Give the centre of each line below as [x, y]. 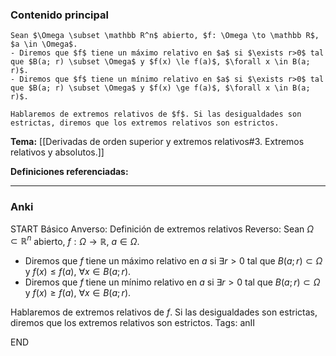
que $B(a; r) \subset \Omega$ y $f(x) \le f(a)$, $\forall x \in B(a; [160, 62]
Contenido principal [59, 15]
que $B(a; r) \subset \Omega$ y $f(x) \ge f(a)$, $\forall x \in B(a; [160, 88]
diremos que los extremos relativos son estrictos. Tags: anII [133, 323]
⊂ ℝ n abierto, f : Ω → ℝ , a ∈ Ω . [75, 240]
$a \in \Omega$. [44, 44]
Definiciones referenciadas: [69, 172]
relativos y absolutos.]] [57, 152]
